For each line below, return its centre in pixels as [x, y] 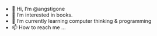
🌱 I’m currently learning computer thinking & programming [81, 21]
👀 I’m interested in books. [42, 15]
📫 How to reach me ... [39, 27]
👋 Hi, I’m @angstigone [38, 9]
